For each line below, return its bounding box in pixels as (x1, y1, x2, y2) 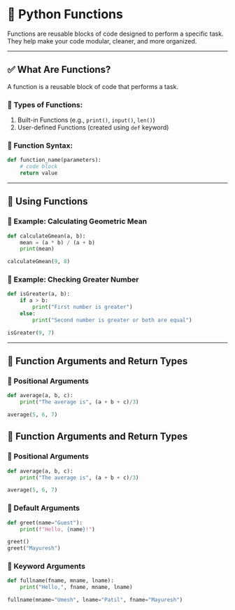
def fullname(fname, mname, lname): (7, 577, 114, 584)
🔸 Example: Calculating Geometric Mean (7, 216, 148, 226)
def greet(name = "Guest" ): (7, 519, 83, 526)
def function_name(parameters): (7, 157, 101, 164)
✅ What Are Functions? (7, 64, 111, 76)
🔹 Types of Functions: (7, 99, 83, 109)
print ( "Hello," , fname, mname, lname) (20, 584, 133, 591)
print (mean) (20, 245, 55, 253)
